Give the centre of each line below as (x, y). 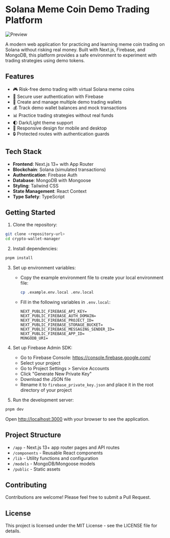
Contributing (26, 485)
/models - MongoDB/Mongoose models (54, 464)
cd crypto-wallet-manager (33, 239)
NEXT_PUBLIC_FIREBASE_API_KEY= (54, 311)
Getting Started (30, 212)
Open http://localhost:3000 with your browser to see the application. (77, 419)
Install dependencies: (35, 249)
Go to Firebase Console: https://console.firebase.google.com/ (85, 357)
